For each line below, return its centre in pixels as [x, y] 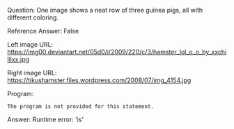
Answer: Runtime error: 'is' [46, 119]
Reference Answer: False [43, 31]
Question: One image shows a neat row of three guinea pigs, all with [105, 10]
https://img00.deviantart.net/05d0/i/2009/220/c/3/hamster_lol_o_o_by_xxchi [117, 52]
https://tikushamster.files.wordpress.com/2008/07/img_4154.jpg [99, 80]
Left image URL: [30, 44]
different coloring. [33, 17]
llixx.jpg [18, 59]
